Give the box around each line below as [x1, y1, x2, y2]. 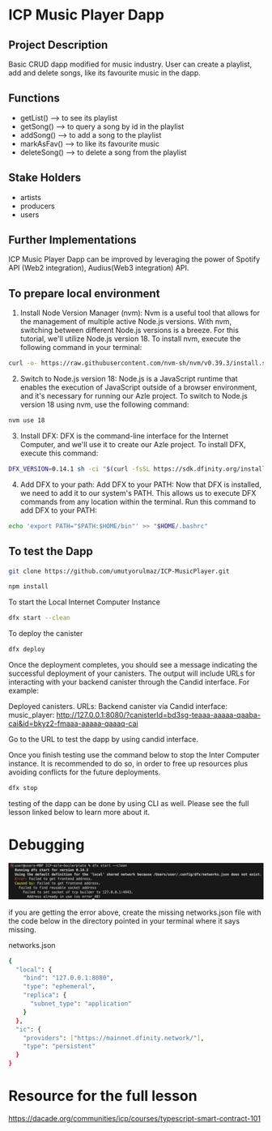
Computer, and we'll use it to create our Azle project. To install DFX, [19, 440, 246, 449]
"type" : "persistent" [23, 1043, 96, 1051]
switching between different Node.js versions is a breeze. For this [19, 326, 239, 335]
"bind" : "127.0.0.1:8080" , [23, 974, 114, 982]
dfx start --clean [8, 614, 70, 622]
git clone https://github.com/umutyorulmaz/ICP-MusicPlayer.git [8, 567, 230, 575]
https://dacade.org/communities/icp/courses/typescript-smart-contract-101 [8, 1114, 261, 1124]
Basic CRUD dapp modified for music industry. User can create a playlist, [8, 59, 253, 69]
